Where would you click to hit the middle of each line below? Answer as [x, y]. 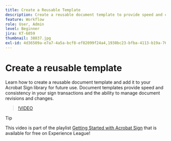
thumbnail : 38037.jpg [28, 39]
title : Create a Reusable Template [43, 10]
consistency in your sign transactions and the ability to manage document [83, 93]
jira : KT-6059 [20, 33]
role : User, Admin [25, 24]
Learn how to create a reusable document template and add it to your [78, 82]
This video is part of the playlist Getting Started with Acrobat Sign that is [81, 128]
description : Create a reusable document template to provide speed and [84, 15]
